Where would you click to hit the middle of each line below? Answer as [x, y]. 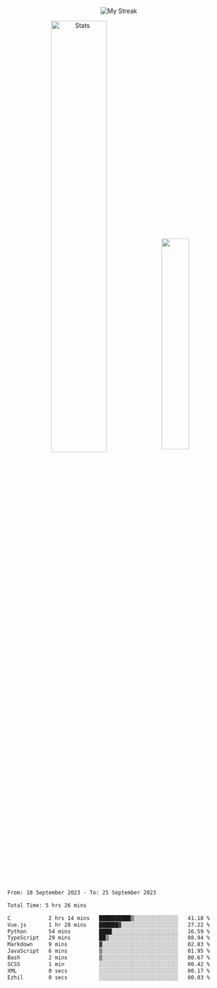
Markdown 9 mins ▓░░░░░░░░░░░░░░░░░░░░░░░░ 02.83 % [109, 945]
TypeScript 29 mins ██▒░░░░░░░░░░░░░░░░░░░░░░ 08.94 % [109, 938]
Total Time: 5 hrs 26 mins [47, 905]
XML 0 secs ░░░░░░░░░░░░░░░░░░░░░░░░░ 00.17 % [109, 971]
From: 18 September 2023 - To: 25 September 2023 [82, 892]
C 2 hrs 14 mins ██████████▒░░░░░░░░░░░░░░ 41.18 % [109, 918]
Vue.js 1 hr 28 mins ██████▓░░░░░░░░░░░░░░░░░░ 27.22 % [109, 925]
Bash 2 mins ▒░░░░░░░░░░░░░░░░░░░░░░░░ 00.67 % [109, 958]
